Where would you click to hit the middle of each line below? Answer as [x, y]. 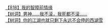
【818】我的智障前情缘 [29, 7]
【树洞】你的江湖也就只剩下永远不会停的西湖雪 [54, 20]
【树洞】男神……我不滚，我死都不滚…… [46, 14]
